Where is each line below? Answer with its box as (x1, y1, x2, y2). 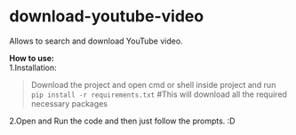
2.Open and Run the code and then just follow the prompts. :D (9, 115, 236, 126)
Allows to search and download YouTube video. (9, 36, 184, 46)
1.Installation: (9, 62, 57, 73)
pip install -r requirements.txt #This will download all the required (30, 89, 287, 99)
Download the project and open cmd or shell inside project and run (30, 79, 276, 90)
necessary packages (30, 98, 108, 108)
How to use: (9, 52, 55, 63)
